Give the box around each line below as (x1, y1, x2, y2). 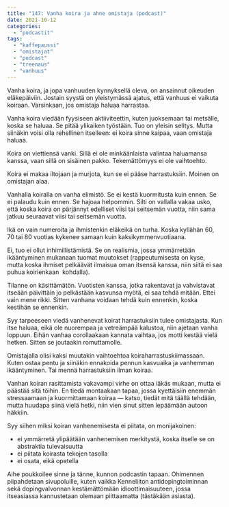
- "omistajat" (13, 49, 53, 55)
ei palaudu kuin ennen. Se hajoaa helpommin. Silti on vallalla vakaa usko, (7, 197, 212, 206)
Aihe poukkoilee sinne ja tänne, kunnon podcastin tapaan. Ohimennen (7, 470, 204, 478)
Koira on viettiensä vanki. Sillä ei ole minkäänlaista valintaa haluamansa (7, 149, 207, 158)
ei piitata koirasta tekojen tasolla (16, 449, 108, 458)
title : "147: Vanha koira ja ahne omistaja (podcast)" (7, 10, 167, 17)
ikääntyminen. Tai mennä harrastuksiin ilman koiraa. (7, 366, 153, 374)
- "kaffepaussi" (13, 42, 59, 49)
